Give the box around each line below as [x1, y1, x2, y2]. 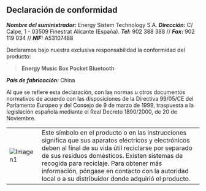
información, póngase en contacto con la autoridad [42, 166, 189, 175]
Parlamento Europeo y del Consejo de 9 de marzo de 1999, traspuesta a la [6, 101, 194, 109]
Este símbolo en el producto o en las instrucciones [42, 128, 187, 137]
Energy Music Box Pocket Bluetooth [21, 64, 115, 72]
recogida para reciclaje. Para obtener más [42, 159, 162, 168]
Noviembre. [6, 114, 36, 122]
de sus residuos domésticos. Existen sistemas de [42, 151, 183, 160]
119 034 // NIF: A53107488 [6, 34, 74, 42]
